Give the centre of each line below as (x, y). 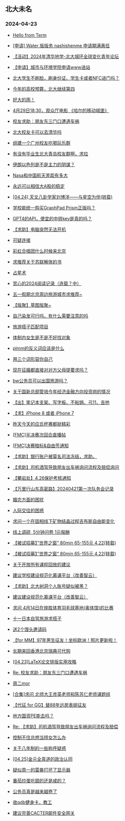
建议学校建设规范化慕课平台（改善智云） (55, 575)
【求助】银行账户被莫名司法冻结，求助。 (55, 456)
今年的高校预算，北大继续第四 (44, 89)
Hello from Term (30, 35)
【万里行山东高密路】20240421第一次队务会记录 (63, 489)
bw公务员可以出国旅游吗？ (40, 380)
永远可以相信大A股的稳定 (38, 186)
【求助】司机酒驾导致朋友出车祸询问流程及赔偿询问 (66, 467)
